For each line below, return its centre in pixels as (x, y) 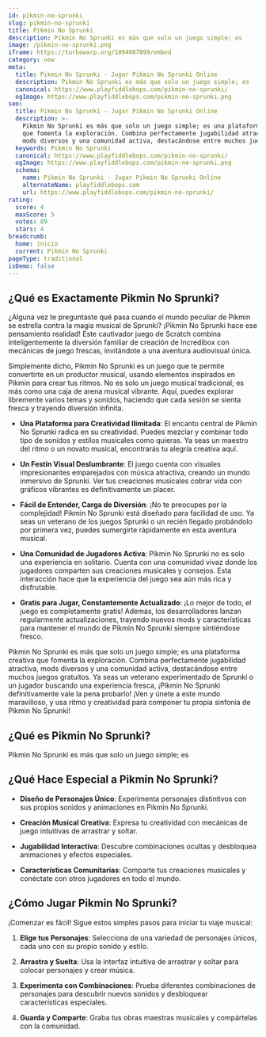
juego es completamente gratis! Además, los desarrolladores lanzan (131, 612)
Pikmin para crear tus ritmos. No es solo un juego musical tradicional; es (126, 383)
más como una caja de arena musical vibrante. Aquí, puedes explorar (121, 391)
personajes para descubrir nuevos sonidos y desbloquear (114, 993)
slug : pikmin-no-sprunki (49, 23)
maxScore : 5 (35, 215)
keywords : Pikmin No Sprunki (63, 148)
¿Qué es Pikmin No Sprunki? (80, 736)
